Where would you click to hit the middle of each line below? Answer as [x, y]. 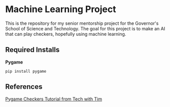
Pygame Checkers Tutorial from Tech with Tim [54, 99]
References [24, 87]
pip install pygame [26, 71]
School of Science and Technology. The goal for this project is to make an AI [85, 28]
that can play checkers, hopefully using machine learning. [66, 34]
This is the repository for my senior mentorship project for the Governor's [82, 23]
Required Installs [32, 50]
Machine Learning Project [61, 9]
